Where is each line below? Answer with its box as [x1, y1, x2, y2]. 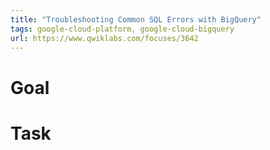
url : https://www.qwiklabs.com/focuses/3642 [10, 33, 199, 43]
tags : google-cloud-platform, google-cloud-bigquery [10, 24, 235, 34]
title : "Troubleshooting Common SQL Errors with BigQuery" [10, 14, 262, 25]
